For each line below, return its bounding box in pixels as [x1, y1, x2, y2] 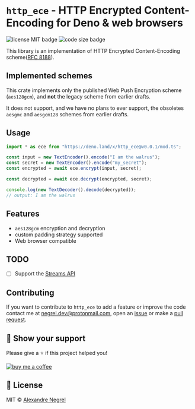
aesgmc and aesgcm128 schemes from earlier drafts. [6, 110, 129, 118]
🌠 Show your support [6, 333, 86, 343]
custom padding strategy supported [14, 231, 103, 238]
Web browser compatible [14, 237, 76, 244]
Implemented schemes [6, 71, 93, 81]
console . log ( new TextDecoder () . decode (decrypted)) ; [6, 186, 136, 193]
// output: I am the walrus [6, 192, 76, 198]
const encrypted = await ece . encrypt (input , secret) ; [6, 166, 142, 172]
